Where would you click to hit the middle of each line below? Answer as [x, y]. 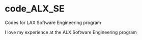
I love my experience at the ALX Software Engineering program [71, 32]
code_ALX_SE [35, 9]
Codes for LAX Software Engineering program [53, 22]
